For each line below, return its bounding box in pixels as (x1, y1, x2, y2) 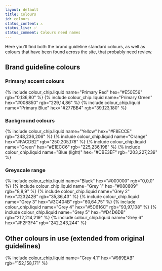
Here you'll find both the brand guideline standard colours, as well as (5, 44, 146, 49)
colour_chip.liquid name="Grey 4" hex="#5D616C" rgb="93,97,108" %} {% (5, 204, 157, 210)
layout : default (5, 7, 39, 12)
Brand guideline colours (5, 63, 81, 71)
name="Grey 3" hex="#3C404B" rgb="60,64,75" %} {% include (5, 199, 136, 205)
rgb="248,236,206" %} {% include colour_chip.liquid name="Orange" (5, 134, 148, 139)
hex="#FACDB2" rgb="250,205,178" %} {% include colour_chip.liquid (5, 138, 146, 144)
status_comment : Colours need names (5, 30, 81, 35)
